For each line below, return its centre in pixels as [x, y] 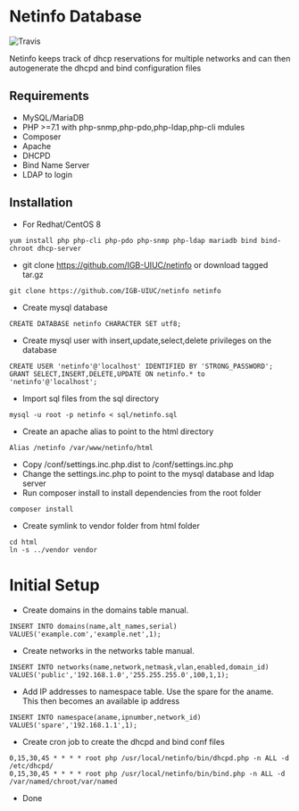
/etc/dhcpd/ [31, 765]
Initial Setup [54, 585]
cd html [24, 542]
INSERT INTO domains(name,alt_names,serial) [93, 626]
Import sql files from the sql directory [90, 398]
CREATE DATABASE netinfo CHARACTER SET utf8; [95, 323]
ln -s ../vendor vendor [54, 550]
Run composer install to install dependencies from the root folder [141, 492]
